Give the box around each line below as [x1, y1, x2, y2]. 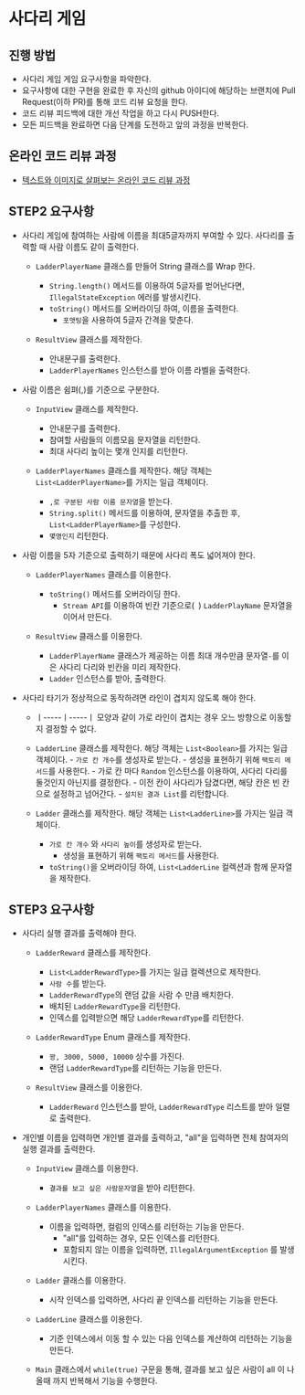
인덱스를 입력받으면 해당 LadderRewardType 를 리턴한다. [48, 1012, 244, 1023]
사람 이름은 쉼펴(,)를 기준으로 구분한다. [21, 384, 160, 395]
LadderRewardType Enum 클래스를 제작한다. [35, 1031, 191, 1042]
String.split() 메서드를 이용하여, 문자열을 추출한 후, [48, 507, 241, 518]
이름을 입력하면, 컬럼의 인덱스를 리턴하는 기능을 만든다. [48, 1221, 245, 1232]
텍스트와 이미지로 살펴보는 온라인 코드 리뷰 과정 [21, 174, 191, 185]
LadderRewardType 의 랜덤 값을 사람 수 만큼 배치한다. [48, 989, 234, 1000]
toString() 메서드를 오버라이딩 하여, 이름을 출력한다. [48, 302, 239, 313]
